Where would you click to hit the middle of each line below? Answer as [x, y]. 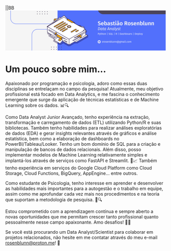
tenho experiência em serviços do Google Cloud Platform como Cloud [79, 168]
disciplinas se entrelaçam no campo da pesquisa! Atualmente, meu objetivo [84, 88]
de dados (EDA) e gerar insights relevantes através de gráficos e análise [81, 133]
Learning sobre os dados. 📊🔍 [37, 105]
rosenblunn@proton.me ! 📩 [33, 243]
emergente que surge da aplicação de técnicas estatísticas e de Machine [82, 100]
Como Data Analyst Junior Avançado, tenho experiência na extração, [78, 117]
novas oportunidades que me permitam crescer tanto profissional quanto [82, 216]
